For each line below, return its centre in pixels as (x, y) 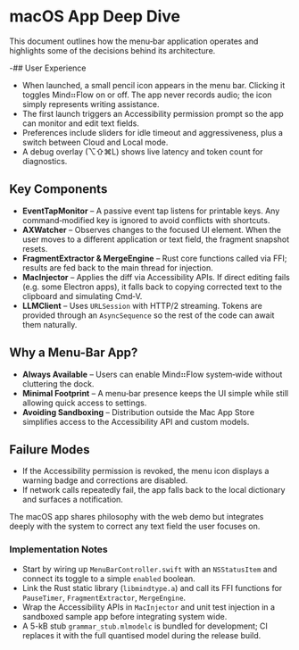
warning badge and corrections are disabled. (105, 480)
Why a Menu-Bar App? (74, 353)
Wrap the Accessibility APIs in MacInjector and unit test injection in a (148, 607)
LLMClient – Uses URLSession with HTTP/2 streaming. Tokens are (142, 305)
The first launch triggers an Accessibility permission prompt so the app (153, 113)
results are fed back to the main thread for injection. (117, 267)
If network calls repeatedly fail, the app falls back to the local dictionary (154, 490)
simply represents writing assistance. (91, 104)
